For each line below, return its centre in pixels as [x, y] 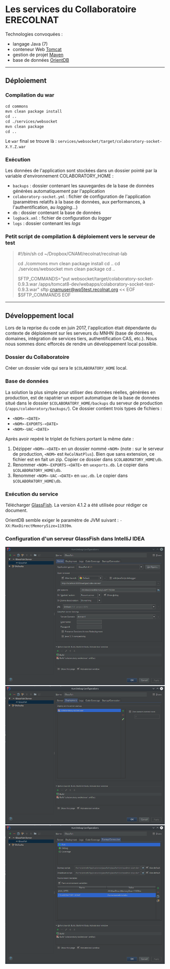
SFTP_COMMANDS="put [44, 279]
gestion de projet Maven [38, 55]
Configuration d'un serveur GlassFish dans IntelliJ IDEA [75, 539]
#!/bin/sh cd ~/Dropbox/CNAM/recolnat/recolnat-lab [72, 254]
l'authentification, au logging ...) [45, 207]
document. [16, 510]
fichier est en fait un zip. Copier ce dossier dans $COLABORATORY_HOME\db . [88, 459]
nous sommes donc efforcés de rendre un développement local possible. [81, 344]
